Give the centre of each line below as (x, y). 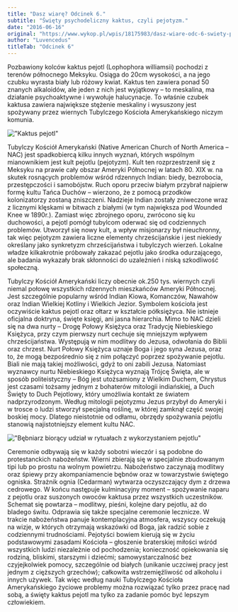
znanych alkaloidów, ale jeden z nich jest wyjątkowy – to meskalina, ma (111, 90)
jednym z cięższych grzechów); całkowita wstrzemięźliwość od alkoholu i (114, 572)
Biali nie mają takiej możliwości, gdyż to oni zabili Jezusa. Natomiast (107, 364)
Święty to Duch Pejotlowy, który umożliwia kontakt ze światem (98, 394)
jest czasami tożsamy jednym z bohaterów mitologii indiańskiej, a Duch (111, 386)
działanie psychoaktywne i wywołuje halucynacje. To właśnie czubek (108, 97)
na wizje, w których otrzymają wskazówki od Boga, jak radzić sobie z (108, 527)
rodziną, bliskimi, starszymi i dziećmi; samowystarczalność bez (100, 557)
